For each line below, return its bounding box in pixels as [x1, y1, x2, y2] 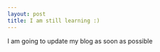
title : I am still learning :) [7, 17, 100, 24]
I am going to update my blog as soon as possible [7, 36, 153, 45]
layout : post [7, 10, 46, 18]
